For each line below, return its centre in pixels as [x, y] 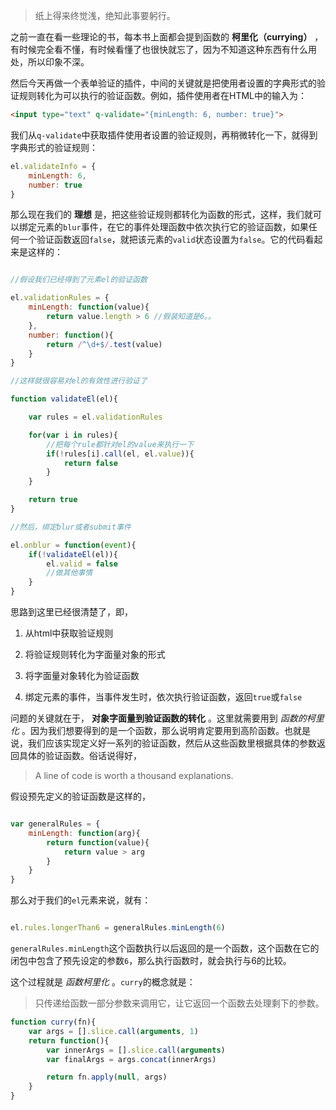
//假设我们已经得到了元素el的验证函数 [79, 280]
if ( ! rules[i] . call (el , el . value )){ [120, 454]
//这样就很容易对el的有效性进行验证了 [79, 381]
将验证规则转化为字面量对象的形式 [95, 654]
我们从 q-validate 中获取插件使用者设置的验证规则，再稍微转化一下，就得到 [164, 135]
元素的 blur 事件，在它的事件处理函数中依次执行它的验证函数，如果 [172, 227]
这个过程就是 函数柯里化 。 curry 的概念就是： [103, 982]
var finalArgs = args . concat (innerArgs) [131, 1059]
